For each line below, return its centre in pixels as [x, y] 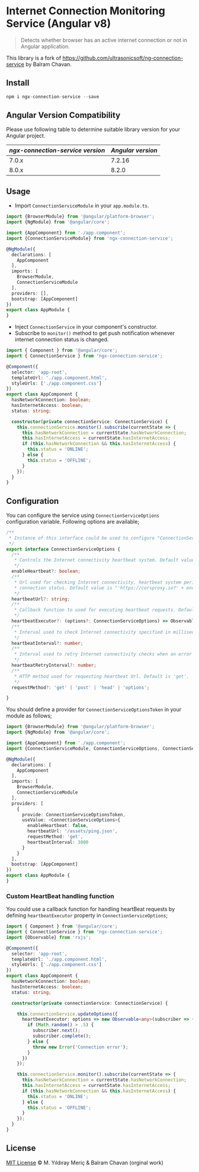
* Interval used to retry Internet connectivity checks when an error [103, 654]
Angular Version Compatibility [63, 115]
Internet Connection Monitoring [86, 11]
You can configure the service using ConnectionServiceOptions [83, 515]
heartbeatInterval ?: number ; [47, 643]
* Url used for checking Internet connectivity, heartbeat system [98, 582]
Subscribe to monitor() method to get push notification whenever [95, 333]
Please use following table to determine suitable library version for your [93, 130]
